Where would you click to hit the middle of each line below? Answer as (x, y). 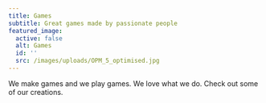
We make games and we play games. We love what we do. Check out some (133, 83)
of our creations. (36, 92)
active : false (39, 38)
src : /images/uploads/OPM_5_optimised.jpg (88, 61)
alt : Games (34, 46)
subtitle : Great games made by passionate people (93, 23)
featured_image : (35, 31)
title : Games (30, 16)
